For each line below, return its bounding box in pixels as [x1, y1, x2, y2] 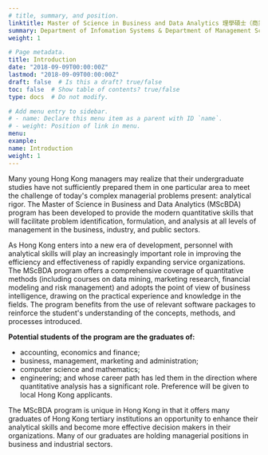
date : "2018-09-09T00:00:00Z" [8, 63, 109, 72]
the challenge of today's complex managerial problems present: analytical [8, 191, 251, 200]
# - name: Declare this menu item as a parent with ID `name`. [8, 115, 223, 123]
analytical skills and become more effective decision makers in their [8, 422, 231, 432]
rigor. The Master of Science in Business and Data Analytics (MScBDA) [8, 199, 242, 208]
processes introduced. [8, 316, 82, 326]
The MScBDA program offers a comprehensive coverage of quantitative [8, 265, 244, 275]
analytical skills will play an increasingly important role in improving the [8, 248, 242, 258]
